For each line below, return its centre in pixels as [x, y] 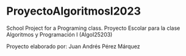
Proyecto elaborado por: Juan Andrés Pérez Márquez [73, 46]
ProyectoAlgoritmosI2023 [74, 11]
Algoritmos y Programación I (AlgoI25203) [59, 34]
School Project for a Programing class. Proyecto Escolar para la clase [93, 28]
